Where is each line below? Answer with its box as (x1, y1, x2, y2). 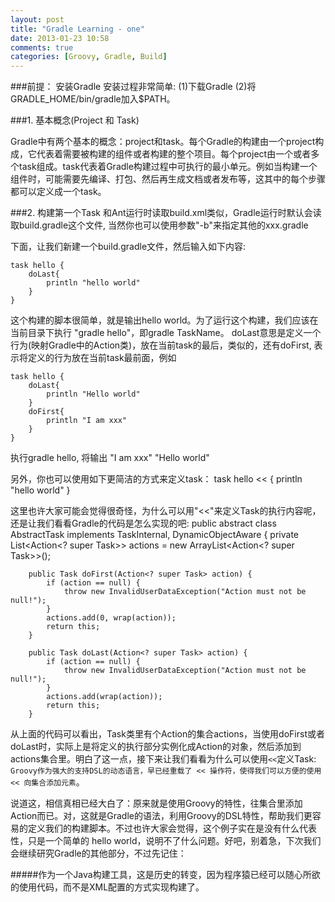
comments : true (10, 42, 74, 53)
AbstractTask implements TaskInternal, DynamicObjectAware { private (10, 529, 300, 541)
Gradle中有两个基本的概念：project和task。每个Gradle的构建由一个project (10, 136, 316, 148)
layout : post (10, 14, 65, 25)
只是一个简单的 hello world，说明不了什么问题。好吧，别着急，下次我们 (27, 835, 322, 847)
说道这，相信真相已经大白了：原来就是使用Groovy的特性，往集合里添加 (10, 797, 303, 810)
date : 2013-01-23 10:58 (10, 33, 110, 43)
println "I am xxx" (46, 416, 128, 426)
